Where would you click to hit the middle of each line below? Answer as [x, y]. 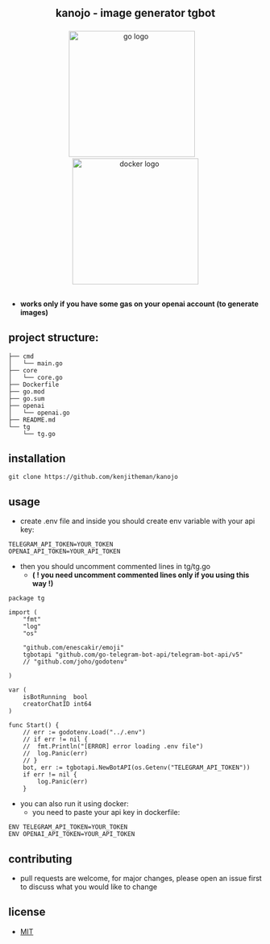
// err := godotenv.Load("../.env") [85, 733]
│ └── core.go [35, 377]
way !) [43, 584]
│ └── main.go [35, 363]
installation [37, 458]
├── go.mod [27, 391]
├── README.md [32, 420]
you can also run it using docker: [74, 804]
